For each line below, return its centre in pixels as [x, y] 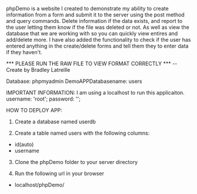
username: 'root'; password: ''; [43, 99]
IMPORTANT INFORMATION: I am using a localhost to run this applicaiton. [96, 93]
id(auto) [24, 144]
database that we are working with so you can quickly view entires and [92, 34]
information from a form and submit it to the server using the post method [96, 15]
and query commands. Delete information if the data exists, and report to [94, 21]
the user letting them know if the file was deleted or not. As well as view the [98, 27]
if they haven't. [24, 52]
